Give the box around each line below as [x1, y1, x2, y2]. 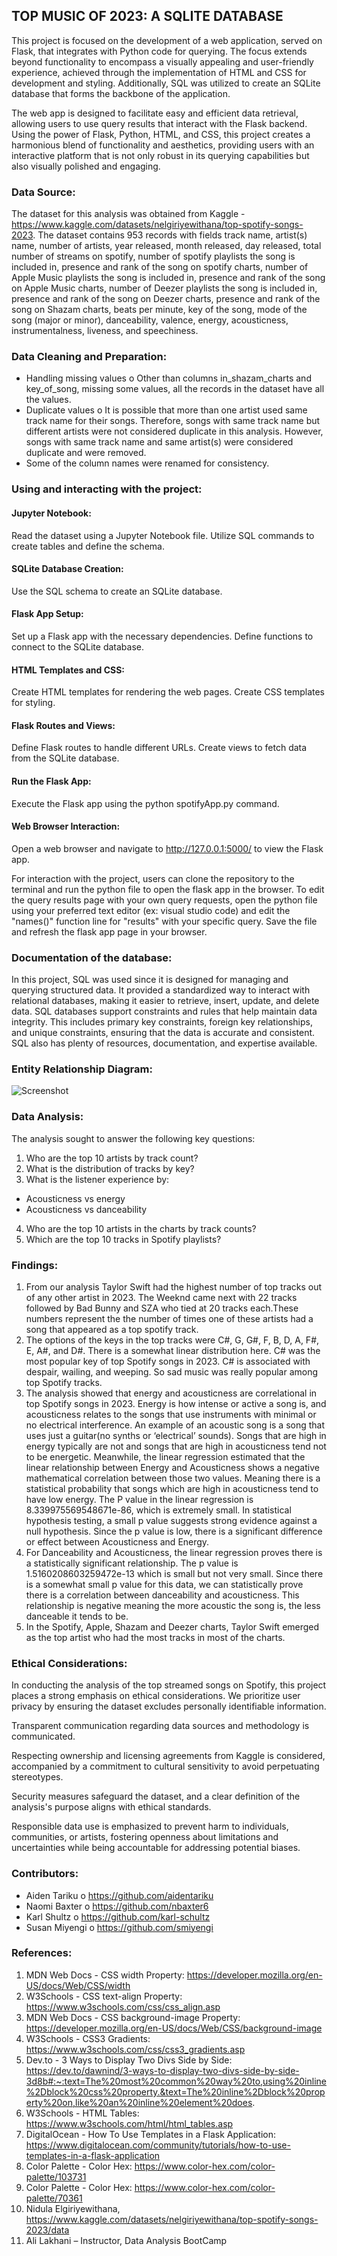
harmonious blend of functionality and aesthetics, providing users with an [11, 139, 315, 151]
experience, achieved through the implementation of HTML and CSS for [11, 66, 307, 78]
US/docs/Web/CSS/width [25, 1979, 131, 1991]
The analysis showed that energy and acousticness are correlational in [25, 1387, 318, 1399]
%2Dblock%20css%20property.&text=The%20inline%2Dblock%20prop [25, 2085, 326, 2098]
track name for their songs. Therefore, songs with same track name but [25, 415, 321, 427]
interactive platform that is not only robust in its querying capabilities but [11, 149, 310, 161]
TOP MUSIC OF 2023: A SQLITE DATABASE [11, 8, 284, 25]
